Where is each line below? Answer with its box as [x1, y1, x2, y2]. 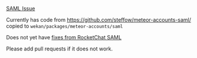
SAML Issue [6, 5, 35, 12]
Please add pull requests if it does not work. [6, 45, 113, 52]
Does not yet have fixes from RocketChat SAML [6, 34, 122, 40]
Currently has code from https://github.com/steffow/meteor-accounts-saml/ [6, 16, 192, 23]
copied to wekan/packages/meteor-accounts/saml [6, 23, 123, 29]
